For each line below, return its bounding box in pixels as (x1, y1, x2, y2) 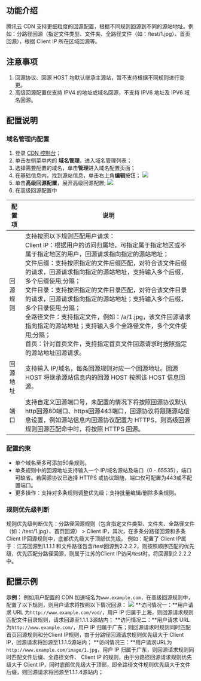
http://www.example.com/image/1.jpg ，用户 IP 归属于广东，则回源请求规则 (6, 646, 189, 653)
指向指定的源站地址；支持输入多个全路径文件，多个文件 (25, 322, 181, 330)
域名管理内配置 (6, 135, 50, 143)
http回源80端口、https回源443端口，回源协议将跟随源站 (25, 407, 184, 416)
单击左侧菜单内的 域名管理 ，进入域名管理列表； (14, 157, 132, 164)
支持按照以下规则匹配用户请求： (25, 232, 115, 240)
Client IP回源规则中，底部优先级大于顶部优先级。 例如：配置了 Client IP (6, 535, 181, 542)
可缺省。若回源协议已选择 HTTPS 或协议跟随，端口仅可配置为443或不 (14, 474, 187, 481)
